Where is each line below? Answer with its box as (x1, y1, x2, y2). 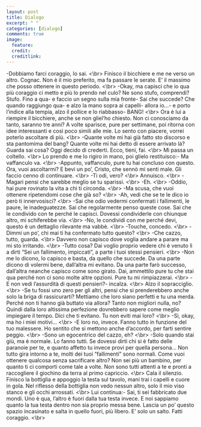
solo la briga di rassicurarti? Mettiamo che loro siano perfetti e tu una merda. (6, 293, 196, 300)
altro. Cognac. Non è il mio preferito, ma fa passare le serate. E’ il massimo (6, 76, 191, 83)
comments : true (6, 31, 44, 37)
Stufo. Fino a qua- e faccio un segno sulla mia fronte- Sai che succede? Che (6, 95, 195, 103)
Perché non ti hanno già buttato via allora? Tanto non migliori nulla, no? (6, 299, 181, 306)
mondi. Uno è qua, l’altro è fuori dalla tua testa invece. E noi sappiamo (6, 395, 179, 402)
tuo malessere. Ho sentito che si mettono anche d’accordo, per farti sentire (6, 324, 192, 332)
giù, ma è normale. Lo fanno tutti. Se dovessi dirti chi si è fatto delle (6, 337, 173, 345)
